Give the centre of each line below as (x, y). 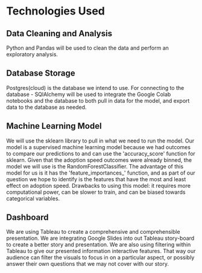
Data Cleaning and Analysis (59, 34)
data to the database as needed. (46, 107)
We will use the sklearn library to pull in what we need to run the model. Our (100, 141)
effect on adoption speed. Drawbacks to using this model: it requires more (99, 185)
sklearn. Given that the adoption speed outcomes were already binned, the (99, 160)
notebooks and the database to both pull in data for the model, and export (98, 100)
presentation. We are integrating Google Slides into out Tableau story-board (100, 238)
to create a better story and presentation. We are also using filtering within (99, 245)
